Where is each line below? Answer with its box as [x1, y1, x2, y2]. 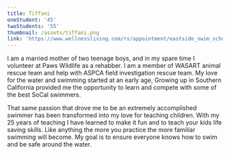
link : [7, 36, 23, 42]
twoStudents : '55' [7, 23, 60, 29]
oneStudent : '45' [7, 16, 57, 23]
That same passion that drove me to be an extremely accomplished [7, 104, 197, 112]
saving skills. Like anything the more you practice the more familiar [7, 126, 196, 134]
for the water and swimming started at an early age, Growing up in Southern [7, 76, 222, 84]
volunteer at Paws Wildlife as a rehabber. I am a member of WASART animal [7, 62, 221, 70]
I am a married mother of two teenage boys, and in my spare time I [7, 54, 195, 62]
